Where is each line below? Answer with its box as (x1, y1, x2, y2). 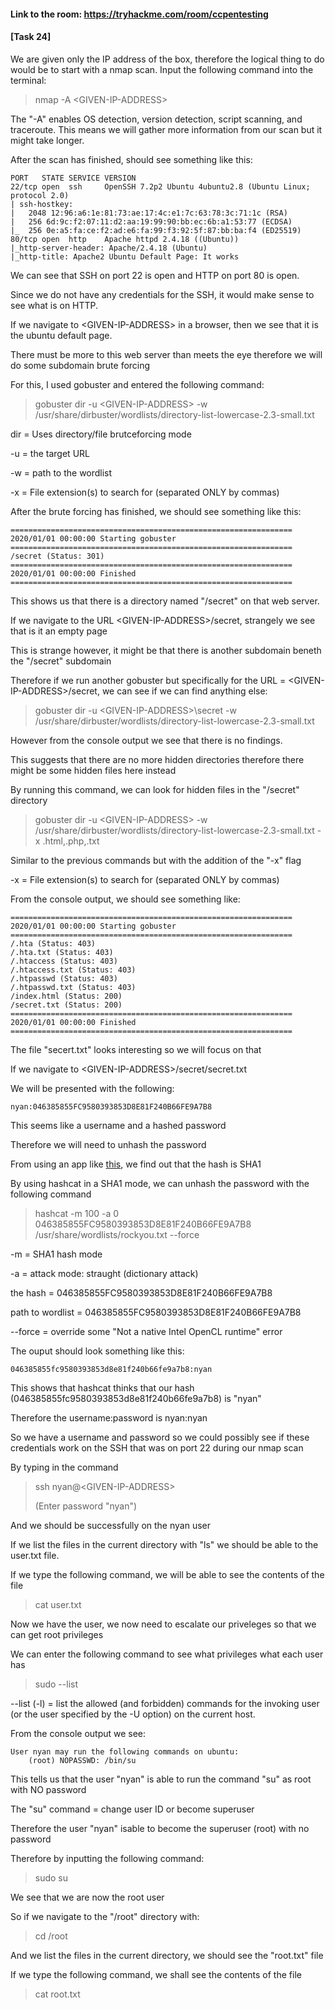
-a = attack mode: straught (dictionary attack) (10, 1267, 199, 1279)
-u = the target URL (10, 447, 90, 459)
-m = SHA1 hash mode (10, 1248, 103, 1260)
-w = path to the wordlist (10, 466, 113, 479)
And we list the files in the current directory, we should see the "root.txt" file (10, 1949, 324, 1961)
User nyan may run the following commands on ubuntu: (10, 1746, 240, 1757)
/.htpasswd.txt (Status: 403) (10, 982, 137, 992)
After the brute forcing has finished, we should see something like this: (10, 505, 302, 517)
